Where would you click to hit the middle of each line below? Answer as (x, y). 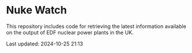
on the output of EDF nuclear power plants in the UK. (70, 32)
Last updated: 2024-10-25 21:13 (45, 44)
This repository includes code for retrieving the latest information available (96, 26)
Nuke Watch (37, 10)
